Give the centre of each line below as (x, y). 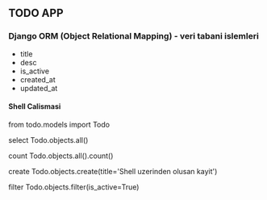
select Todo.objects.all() (48, 140)
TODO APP (36, 13)
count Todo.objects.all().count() (61, 156)
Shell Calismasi (35, 106)
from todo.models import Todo (59, 124)
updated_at (39, 88)
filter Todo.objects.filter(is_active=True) (74, 187)
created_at (38, 79)
